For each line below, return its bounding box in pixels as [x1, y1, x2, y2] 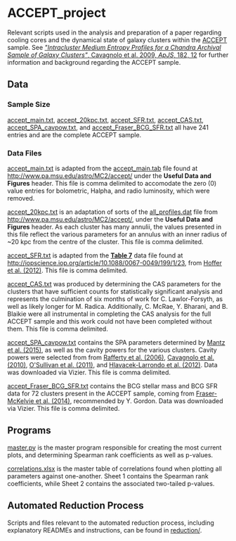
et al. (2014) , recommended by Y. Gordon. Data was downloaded [35, 396, 223, 405]
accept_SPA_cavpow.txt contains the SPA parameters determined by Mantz [7, 338, 225, 346]
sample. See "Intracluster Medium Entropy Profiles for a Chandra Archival [7, 43, 221, 51]
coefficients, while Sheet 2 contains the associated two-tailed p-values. [7, 479, 215, 488]
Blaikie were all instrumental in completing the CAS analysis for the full [7, 310, 211, 318]
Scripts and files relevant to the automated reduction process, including [7, 518, 214, 527]
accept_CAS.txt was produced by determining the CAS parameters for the [7, 279, 221, 288]
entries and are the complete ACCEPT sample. [7, 130, 142, 139]
